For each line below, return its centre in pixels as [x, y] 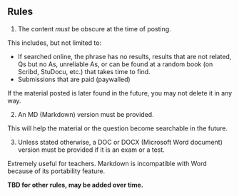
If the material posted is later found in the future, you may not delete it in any [120, 93]
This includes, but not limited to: [55, 43]
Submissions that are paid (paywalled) [74, 79]
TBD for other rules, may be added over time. [76, 185]
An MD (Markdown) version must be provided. [86, 114]
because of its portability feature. [56, 171]
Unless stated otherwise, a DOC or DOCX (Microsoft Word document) [120, 142]
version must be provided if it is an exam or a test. [91, 150]
